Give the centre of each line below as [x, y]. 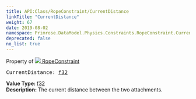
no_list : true [23, 44]
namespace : [19, 33]
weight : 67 [19, 22]
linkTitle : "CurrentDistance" [43, 17]
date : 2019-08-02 [27, 28]
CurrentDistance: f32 [37, 72]
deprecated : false [28, 38]
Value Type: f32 [26, 83]
